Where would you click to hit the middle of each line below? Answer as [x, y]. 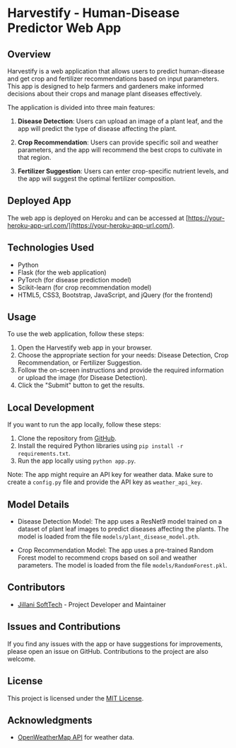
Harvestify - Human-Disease [94, 13]
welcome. [22, 659]
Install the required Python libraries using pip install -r [100, 446]
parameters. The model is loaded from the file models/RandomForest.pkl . [122, 565]
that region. [34, 157]
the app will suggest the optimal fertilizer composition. [96, 179]
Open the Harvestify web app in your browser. [85, 347]
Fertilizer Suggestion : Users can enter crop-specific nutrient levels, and [123, 171]
